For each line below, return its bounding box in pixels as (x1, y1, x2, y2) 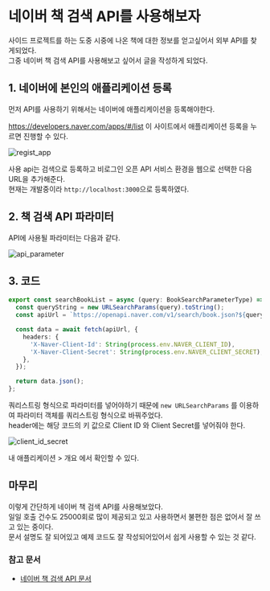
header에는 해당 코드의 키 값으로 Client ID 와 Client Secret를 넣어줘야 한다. (8, 421, 246, 430)
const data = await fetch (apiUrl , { (15, 326, 138, 334)
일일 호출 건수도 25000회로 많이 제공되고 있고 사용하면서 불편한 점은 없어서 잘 (8, 511, 253, 521)
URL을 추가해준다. (8, 174, 66, 183)
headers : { (22, 333, 59, 341)
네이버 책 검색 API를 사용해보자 (8, 7, 201, 26)
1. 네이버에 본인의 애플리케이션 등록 (8, 81, 173, 95)
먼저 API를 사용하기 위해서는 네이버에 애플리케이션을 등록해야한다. (8, 104, 215, 113)
